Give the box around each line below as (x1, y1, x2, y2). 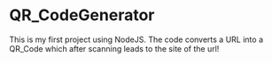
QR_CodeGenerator (9, 5, 155, 25)
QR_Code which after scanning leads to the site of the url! (9, 43, 220, 53)
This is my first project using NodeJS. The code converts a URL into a (9, 34, 264, 45)
